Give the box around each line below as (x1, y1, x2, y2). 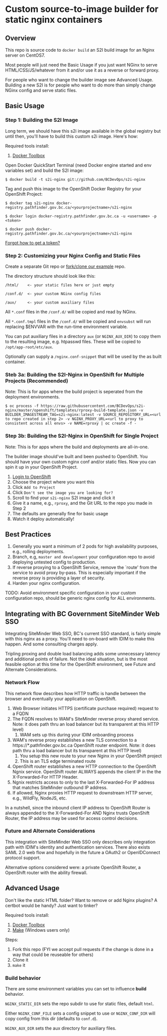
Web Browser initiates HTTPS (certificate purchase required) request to (12, 705, 159, 711)
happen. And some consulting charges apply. (5, 641, 98, 647)
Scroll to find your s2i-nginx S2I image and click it (12, 494, 115, 500)
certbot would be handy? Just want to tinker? (5, 902, 98, 908)
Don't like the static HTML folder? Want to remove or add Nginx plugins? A (5, 897, 158, 903)
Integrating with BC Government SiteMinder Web (5, 610, 160, 618)
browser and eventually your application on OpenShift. (5, 696, 117, 702)
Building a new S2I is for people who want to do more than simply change (5, 82, 156, 88)
